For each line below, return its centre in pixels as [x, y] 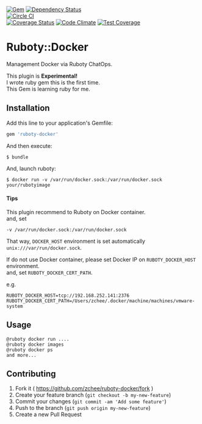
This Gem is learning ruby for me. [48, 89]
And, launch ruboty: [31, 168]
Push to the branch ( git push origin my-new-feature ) [83, 408]
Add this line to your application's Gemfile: [60, 123]
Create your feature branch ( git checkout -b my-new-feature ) [93, 395]
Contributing [31, 374]
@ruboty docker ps [30, 350]
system [15, 306]
